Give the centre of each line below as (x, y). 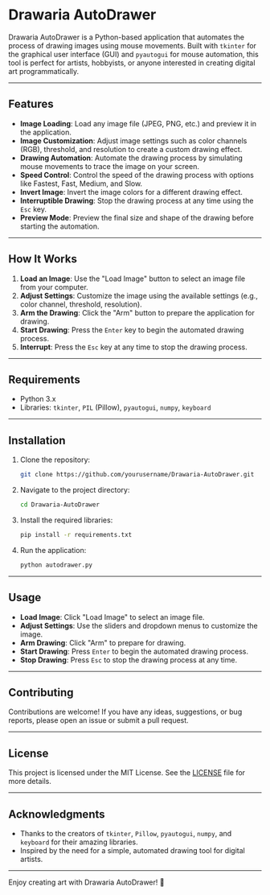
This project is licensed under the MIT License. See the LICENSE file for (127, 773)
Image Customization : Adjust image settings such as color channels (133, 140)
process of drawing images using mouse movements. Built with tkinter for (133, 45)
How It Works (43, 259)
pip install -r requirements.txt (76, 534)
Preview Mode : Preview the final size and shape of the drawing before (137, 217)
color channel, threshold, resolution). (81, 304)
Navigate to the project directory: (75, 490)
